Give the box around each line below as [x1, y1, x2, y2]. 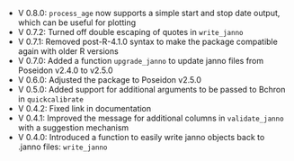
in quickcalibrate [17, 94, 84, 104]
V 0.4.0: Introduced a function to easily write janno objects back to [17, 132, 265, 142]
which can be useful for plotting [17, 17, 137, 28]
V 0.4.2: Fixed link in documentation [17, 103, 152, 113]
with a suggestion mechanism [17, 122, 129, 133]
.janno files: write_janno [17, 141, 108, 152]
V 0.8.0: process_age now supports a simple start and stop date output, [17, 8, 281, 18]
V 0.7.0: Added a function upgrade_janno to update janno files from [17, 56, 264, 66]
